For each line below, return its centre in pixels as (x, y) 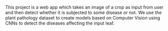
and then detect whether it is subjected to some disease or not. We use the (83, 12)
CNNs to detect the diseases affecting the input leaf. (60, 23)
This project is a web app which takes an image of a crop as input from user (84, 7)
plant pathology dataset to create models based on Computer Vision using (83, 18)
